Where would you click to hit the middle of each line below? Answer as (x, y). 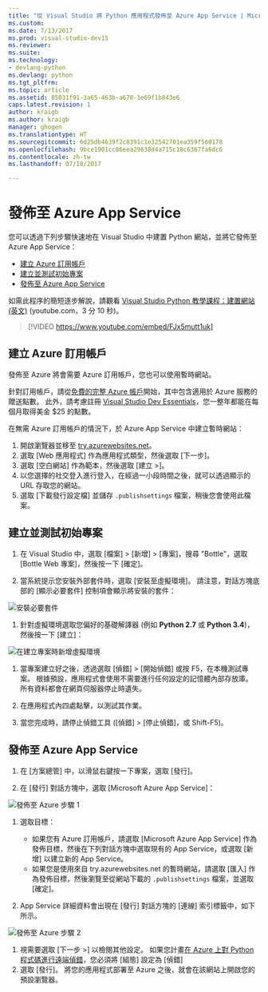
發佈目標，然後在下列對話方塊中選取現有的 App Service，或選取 (137, 848)
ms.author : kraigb (39, 120)
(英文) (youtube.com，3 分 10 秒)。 (66, 311)
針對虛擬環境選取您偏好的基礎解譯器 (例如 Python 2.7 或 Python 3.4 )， (137, 625)
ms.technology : (33, 61)
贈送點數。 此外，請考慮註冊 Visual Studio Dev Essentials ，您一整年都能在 (130, 401)
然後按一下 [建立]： (51, 634)
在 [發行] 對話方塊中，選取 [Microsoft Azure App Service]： (117, 788)
